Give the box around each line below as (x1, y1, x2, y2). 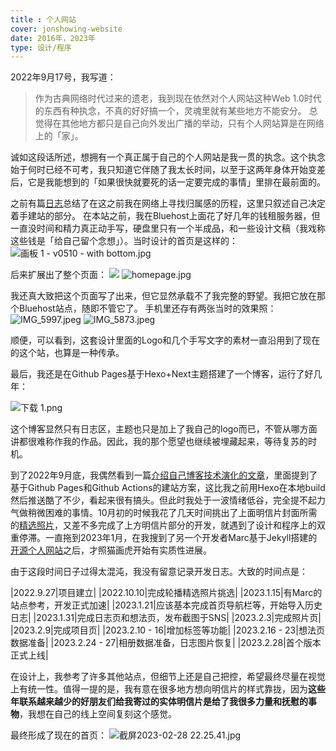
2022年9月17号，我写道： (10, 71, 117, 83)
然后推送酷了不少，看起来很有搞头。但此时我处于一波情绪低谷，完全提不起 (10, 494, 317, 506)
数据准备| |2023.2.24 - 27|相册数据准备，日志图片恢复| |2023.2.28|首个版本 (10, 637, 322, 649)
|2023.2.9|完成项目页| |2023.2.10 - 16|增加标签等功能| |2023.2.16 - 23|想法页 (10, 624, 325, 636)
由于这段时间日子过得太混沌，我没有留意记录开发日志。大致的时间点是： (10, 566, 308, 578)
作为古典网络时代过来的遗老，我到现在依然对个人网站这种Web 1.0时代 (34, 92, 322, 105)
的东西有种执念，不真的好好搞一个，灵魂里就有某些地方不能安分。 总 (34, 105, 318, 117)
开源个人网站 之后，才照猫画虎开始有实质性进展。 (10, 544, 212, 556)
